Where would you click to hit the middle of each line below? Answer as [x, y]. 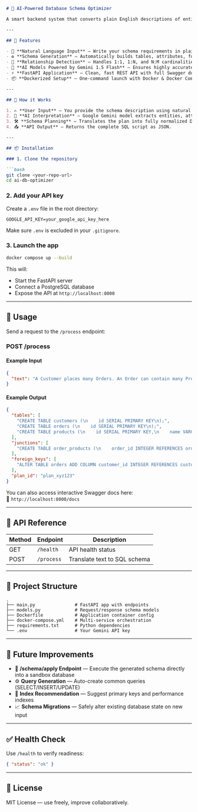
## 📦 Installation [30, 148]
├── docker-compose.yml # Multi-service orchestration [79, 621]
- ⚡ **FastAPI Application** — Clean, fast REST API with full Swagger [96, 73]
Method [20, 539]
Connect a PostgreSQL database [54, 287]
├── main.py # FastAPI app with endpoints [77, 605]
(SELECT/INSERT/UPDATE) [47, 687]
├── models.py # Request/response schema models [83, 610]
